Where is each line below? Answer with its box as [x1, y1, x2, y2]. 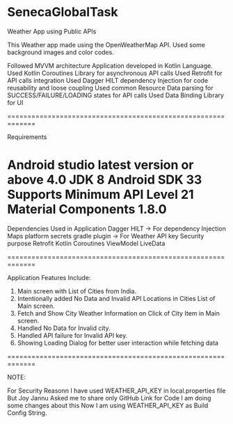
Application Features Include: [7, 273, 91, 282]
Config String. [7, 408, 47, 417]
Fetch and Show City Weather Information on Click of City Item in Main [17, 309, 220, 317]
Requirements [7, 133, 47, 141]
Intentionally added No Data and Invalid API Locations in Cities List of [17, 294, 216, 302]
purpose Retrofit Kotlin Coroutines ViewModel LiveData [7, 239, 166, 247]
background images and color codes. [7, 48, 115, 56]
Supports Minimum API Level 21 [7, 187, 194, 202]
